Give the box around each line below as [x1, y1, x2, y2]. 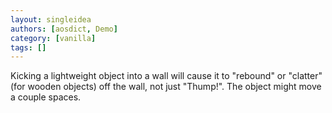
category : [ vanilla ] [10, 33, 97, 43]
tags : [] [10, 42, 47, 53]
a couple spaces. [10, 91, 82, 103]
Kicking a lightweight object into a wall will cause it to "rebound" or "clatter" [10, 70, 323, 82]
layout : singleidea [10, 14, 92, 25]
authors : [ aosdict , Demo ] [10, 24, 118, 34]
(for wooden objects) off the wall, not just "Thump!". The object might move [10, 81, 322, 93]
